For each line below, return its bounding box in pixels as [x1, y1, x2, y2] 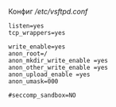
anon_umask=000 [8, 78, 59, 86]
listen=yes [8, 22, 44, 30]
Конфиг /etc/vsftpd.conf [8, 7, 88, 16]
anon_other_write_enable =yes [8, 63, 109, 71]
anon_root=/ [8, 50, 48, 58]
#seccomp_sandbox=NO [8, 91, 77, 99]
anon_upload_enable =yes [8, 71, 91, 78]
